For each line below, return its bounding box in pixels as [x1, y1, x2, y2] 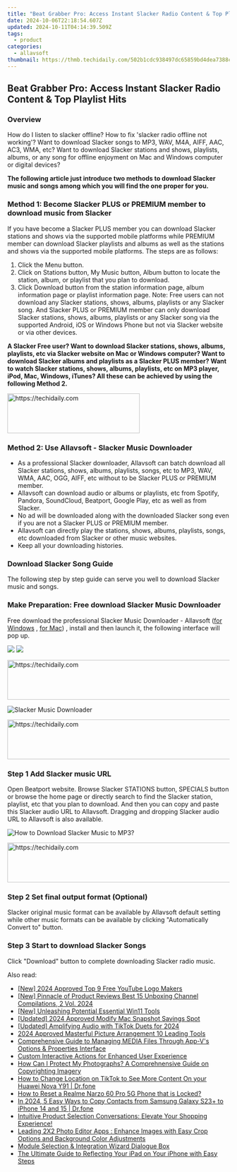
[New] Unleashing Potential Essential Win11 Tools [17, 1007, 160, 1015]
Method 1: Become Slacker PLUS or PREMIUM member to [7, 199, 206, 209]
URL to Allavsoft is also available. [7, 815, 104, 823]
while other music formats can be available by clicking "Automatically [7, 916, 209, 924]
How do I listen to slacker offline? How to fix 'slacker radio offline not [7, 131, 207, 139]
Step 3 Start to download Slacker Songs [7, 940, 147, 950]
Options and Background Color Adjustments [17, 1134, 146, 1142]
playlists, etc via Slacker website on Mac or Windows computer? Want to [7, 349, 226, 357]
